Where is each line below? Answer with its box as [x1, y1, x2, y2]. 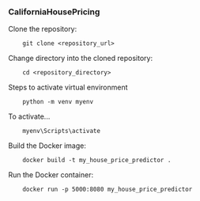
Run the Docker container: [8, 170, 93, 180]
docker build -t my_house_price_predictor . [22, 157, 172, 165]
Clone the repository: [8, 25, 77, 34]
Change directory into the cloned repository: [8, 54, 153, 63]
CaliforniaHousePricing [8, 6, 100, 17]
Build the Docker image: [8, 141, 87, 150]
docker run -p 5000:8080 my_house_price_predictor [22, 185, 193, 194]
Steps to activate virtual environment [8, 82, 128, 93]
